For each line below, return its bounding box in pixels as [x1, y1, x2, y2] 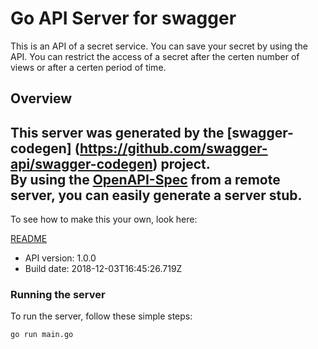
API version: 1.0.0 [24, 252, 97, 264]
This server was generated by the [10, 124, 225, 141]
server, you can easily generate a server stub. [10, 187, 303, 204]
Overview [10, 90, 73, 107]
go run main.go [10, 330, 74, 340]
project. [160, 155, 211, 172]
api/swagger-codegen [10, 155, 153, 172]
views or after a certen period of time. [10, 61, 167, 73]
